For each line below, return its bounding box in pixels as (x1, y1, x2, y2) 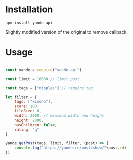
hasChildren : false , (14, 122, 57, 127)
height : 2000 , (14, 118, 44, 123)
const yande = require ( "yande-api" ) (5, 67, 82, 72)
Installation (5, 4, 53, 15)
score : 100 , (14, 104, 39, 109)
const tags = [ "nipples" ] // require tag (5, 85, 93, 91)
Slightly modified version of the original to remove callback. (5, 29, 128, 35)
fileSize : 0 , (14, 109, 42, 114)
